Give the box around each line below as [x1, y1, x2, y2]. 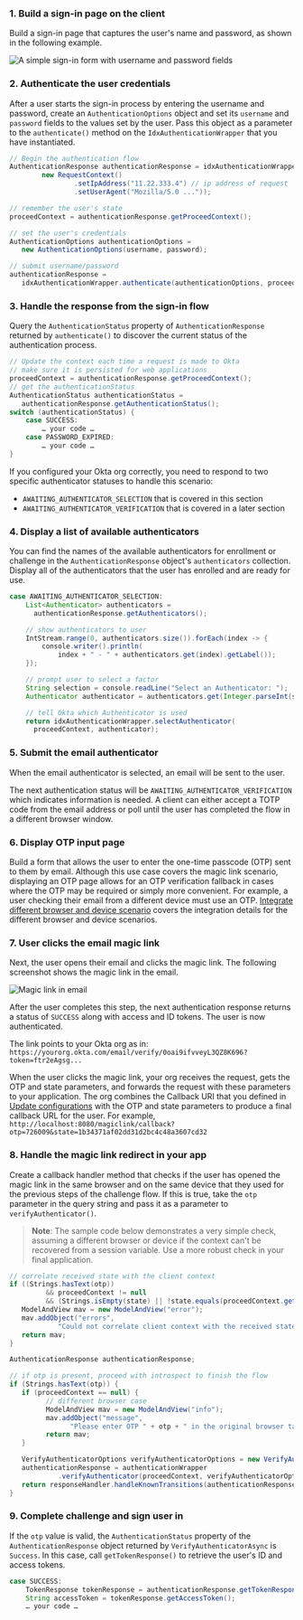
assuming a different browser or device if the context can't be [31, 1235, 262, 1246]
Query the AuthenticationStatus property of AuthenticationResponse [9, 320, 265, 332]
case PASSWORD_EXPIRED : [25, 433, 115, 442]
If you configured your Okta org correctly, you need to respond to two [9, 466, 269, 476]
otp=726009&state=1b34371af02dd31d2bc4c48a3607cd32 [9, 1128, 207, 1137]
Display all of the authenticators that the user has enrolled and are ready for [9, 565, 290, 576]
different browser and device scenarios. [9, 914, 158, 925]
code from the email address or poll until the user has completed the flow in [9, 804, 290, 815]
